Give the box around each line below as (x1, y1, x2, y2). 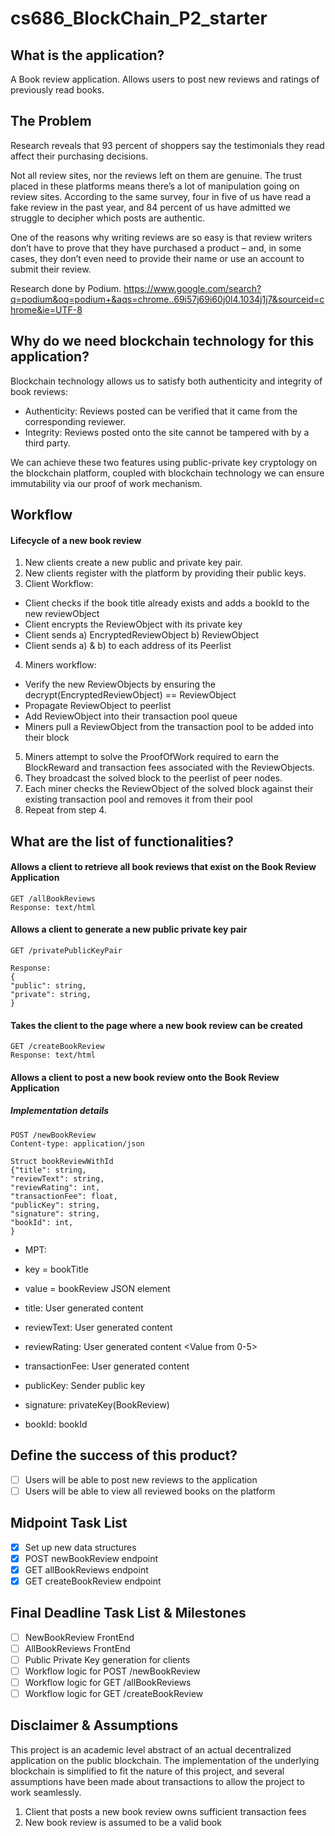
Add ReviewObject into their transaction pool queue (24, 710, 238, 722)
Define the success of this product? (10, 1447, 238, 1464)
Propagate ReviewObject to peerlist (24, 700, 172, 712)
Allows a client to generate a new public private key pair (10, 923, 248, 936)
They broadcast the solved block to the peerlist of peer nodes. (24, 772, 283, 784)
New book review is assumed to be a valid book (24, 1816, 222, 1828)
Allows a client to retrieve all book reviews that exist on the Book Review (10, 861, 317, 873)
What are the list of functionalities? (10, 833, 234, 850)
